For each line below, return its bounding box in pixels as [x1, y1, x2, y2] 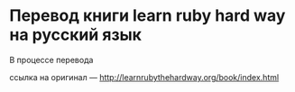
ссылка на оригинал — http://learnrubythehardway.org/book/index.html [9, 71, 280, 82]
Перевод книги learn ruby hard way [9, 5, 286, 26]
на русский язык [9, 24, 143, 45]
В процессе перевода [9, 54, 94, 65]
